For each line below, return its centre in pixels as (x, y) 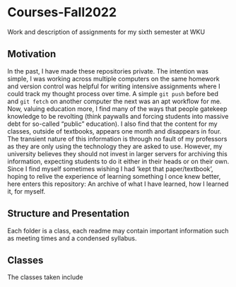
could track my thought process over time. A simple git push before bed (113, 93)
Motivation (32, 54)
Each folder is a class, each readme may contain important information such (118, 230)
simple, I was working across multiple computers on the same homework (114, 78)
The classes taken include (45, 277)
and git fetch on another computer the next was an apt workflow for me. (114, 101)
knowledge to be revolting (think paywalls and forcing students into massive (118, 116)
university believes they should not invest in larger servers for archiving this (117, 153)
